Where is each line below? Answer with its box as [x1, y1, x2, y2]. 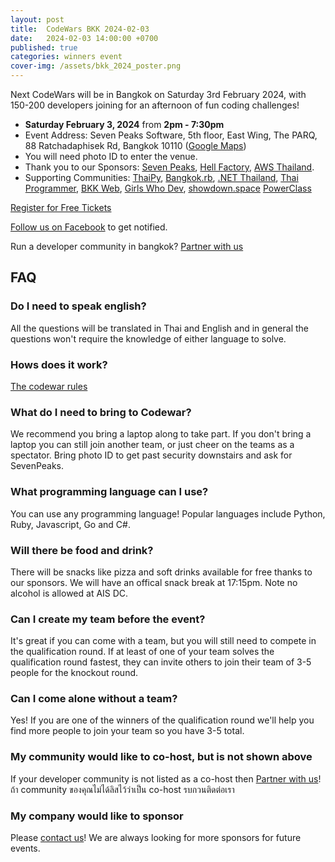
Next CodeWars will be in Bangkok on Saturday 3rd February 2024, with [10, 89, 307, 100]
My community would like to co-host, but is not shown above [10, 750, 313, 764]
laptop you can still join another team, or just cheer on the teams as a [10, 439, 295, 451]
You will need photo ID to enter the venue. [24, 151, 198, 162]
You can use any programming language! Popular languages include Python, [10, 507, 326, 520]
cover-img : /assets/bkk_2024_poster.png [10, 61, 182, 71]
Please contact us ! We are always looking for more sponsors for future [10, 832, 302, 844]
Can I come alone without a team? [10, 692, 178, 706]
